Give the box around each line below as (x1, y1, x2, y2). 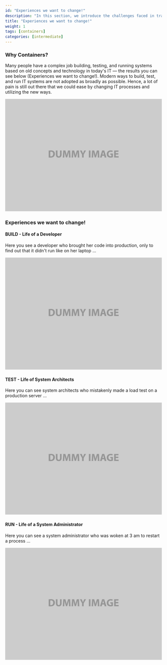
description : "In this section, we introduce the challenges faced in (5, 13, 155, 18)
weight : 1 (5, 24, 26, 29)
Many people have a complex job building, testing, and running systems (5, 63, 153, 69)
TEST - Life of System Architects (5, 376, 75, 382)
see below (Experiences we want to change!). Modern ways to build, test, (5, 73, 156, 79)
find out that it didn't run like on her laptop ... (5, 247, 96, 253)
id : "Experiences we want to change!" (5, 8, 85, 13)
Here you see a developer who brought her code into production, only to (5, 242, 154, 248)
